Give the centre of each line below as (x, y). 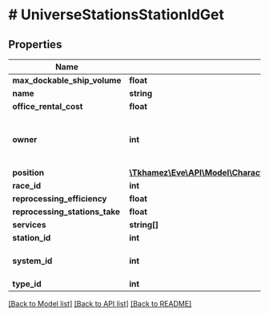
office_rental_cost (48, 106)
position (28, 172)
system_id (32, 261)
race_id (27, 186)
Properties (35, 45)
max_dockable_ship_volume (67, 80)
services (29, 225)
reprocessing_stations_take (66, 212)
